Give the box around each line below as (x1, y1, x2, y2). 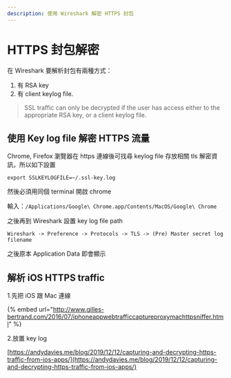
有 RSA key (17, 81, 50, 89)
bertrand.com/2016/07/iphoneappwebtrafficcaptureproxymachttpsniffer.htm (7, 312, 224, 321)
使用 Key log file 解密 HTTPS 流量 (7, 132, 150, 144)
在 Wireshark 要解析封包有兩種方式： (7, 66, 112, 75)
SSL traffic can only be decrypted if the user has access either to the (23, 103, 221, 111)
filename (7, 236, 32, 244)
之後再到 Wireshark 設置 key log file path (7, 217, 123, 225)
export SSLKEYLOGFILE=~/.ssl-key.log (7, 174, 116, 182)
